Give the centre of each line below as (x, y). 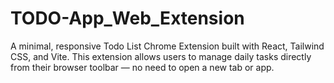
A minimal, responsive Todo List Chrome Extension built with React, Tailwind (167, 46)
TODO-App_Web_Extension (127, 18)
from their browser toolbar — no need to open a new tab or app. (142, 67)
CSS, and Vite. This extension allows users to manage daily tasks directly (161, 56)
